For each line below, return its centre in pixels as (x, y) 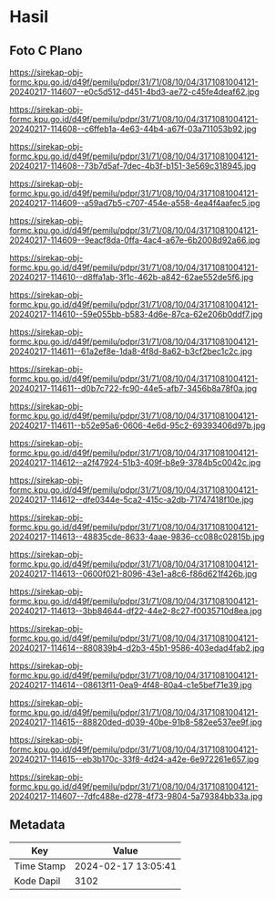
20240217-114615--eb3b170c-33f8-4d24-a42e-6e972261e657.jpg (134, 759)
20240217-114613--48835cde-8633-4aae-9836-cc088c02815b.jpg (137, 537)
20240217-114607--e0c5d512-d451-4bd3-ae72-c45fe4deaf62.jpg (134, 92)
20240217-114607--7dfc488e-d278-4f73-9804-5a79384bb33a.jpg (136, 796)
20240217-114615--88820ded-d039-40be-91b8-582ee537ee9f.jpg (136, 722)
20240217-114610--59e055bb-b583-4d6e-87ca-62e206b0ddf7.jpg (136, 314)
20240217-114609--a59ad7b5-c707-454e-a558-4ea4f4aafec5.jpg (135, 203)
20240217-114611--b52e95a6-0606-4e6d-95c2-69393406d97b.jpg (137, 425)
